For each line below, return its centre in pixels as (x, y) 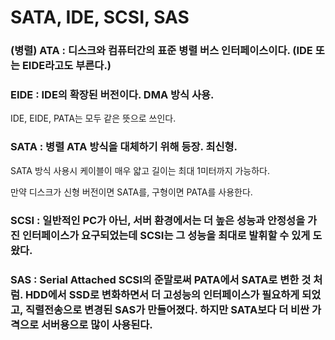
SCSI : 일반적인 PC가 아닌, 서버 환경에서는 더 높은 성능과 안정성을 (158, 220)
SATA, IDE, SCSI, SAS (100, 17)
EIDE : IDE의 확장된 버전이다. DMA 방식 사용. (112, 95)
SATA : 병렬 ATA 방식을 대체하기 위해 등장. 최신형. (124, 147)
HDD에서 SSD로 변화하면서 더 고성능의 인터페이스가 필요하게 (162, 294)
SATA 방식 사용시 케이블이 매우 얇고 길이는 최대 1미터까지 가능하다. (140, 170)
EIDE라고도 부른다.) (66, 66)
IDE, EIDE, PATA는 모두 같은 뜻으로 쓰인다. (93, 118)
